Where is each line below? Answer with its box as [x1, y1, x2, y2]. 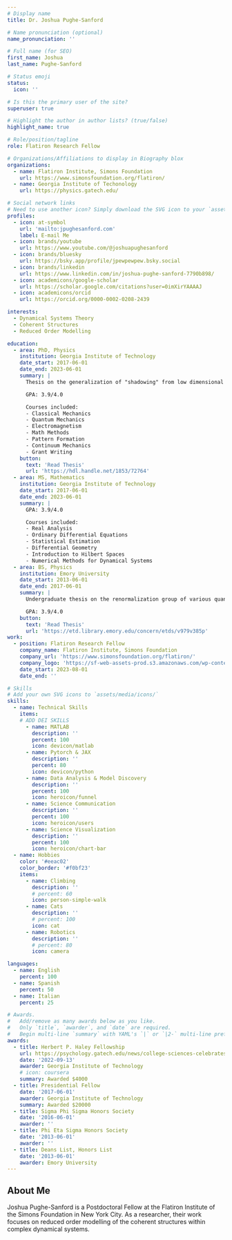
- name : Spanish [13, 980, 60, 987]
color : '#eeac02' [19, 858, 70, 865]
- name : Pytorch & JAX [25, 749, 91, 756]
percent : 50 [19, 986, 54, 993]
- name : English [13, 967, 60, 974]
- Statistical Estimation [25, 538, 100, 545]
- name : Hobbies [13, 852, 60, 859]
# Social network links [7, 200, 76, 207]
